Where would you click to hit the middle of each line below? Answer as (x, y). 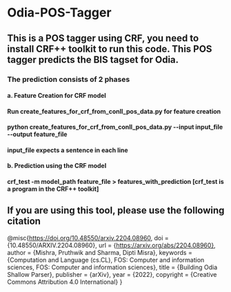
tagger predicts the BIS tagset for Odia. (93, 60)
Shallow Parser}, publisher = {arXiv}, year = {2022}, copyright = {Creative (112, 274)
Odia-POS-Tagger (59, 13)
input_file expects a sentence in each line (68, 150)
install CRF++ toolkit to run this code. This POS (110, 49)
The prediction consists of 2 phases (69, 79)
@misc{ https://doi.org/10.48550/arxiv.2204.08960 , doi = (88, 238)
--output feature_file (37, 134)
